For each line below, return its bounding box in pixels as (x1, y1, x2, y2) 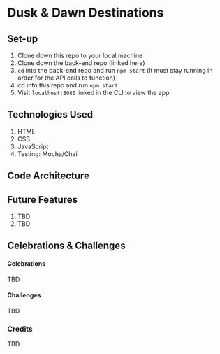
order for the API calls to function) (17, 73, 116, 82)
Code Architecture (7, 170, 89, 182)
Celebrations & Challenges (7, 240, 126, 252)
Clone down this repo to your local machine (17, 51, 143, 59)
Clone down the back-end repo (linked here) (17, 59, 145, 67)
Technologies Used (7, 108, 93, 120)
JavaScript (17, 142, 49, 150)
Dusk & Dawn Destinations (7, 5, 164, 21)
